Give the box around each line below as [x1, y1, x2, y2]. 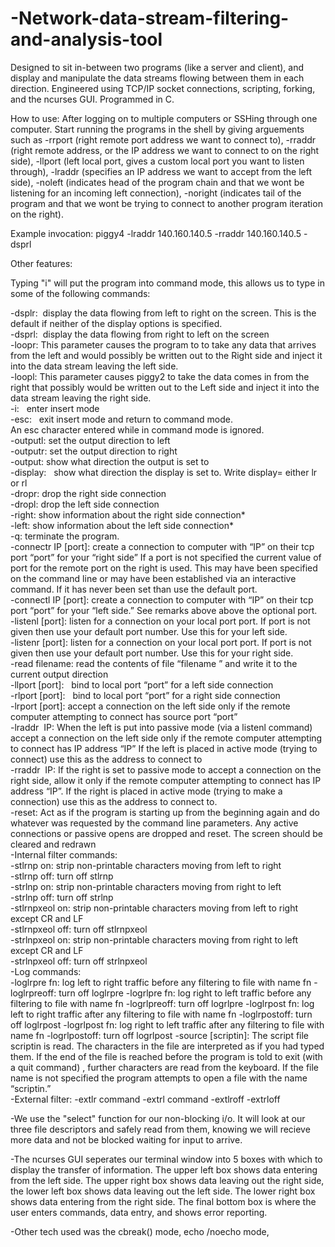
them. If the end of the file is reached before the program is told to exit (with [10, 1050, 323, 1062]
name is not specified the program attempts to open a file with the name [10, 1072, 308, 1084]
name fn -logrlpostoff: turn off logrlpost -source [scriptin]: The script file [10, 1029, 310, 1041]
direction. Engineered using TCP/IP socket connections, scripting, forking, [10, 82, 316, 94]
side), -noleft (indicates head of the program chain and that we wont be [10, 176, 305, 188]
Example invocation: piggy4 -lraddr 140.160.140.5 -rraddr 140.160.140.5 [10, 227, 302, 239]
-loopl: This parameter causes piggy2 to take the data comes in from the [10, 370, 310, 382]
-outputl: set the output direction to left [10, 434, 171, 446]
